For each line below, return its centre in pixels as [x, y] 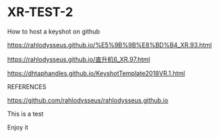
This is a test [25, 114]
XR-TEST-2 [40, 12]
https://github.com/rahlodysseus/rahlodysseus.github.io [88, 100]
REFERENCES [27, 86]
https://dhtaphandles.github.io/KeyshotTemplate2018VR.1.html [96, 73]
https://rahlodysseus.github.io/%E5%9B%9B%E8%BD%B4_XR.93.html [109, 45]
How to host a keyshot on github [54, 31]
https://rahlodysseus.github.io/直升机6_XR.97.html [79, 59]
